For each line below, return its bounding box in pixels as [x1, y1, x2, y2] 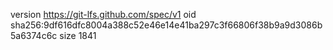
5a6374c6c [10, 30, 58, 41]
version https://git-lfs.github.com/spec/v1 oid [10, 9, 197, 20]
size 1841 [59, 30, 97, 41]
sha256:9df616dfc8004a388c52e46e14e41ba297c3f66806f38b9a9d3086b [10, 19, 323, 31]
